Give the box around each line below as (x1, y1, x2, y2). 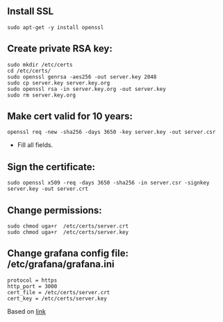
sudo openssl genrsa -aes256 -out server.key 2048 (7, 73, 157, 80)
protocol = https (7, 277, 58, 284)
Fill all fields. (17, 141, 53, 149)
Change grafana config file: (7, 248, 129, 260)
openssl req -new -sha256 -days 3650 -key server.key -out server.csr (7, 128, 216, 136)
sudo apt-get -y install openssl (7, 24, 104, 31)
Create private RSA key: (7, 43, 113, 55)
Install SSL (7, 6, 54, 17)
